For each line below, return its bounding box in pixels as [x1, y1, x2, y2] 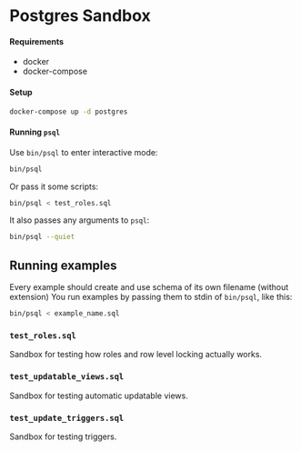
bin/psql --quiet [9, 233, 75, 242]
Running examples [9, 257, 117, 273]
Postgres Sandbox [9, 5, 152, 26]
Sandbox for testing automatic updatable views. [9, 390, 188, 401]
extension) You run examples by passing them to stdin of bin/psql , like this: [9, 292, 293, 303]
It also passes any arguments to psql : [9, 215, 150, 225]
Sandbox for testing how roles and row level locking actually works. [9, 349, 262, 360]
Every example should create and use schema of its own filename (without [9, 282, 289, 293]
